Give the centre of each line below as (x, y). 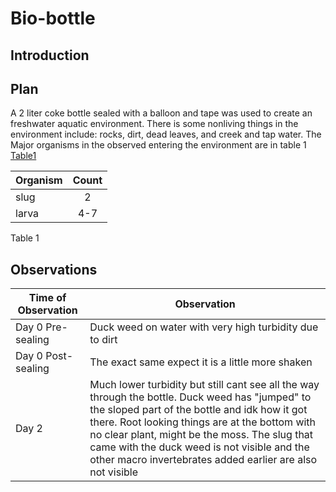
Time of (47, 298)
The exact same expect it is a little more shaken (201, 362)
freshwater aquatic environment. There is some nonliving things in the (154, 124)
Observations (54, 269)
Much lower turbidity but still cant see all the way (204, 385)
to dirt (103, 340)
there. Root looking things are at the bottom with (203, 422)
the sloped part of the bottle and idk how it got (198, 410)
